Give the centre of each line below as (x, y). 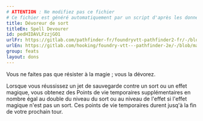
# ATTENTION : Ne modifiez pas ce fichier (60, 12)
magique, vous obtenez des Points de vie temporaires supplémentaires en (98, 92)
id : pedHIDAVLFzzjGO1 (34, 34)
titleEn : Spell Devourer (37, 29)
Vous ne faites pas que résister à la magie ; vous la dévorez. (81, 74)
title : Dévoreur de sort (37, 23)
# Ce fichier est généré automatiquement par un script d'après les (94, 18)
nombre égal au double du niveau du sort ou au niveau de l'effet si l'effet (97, 99)
